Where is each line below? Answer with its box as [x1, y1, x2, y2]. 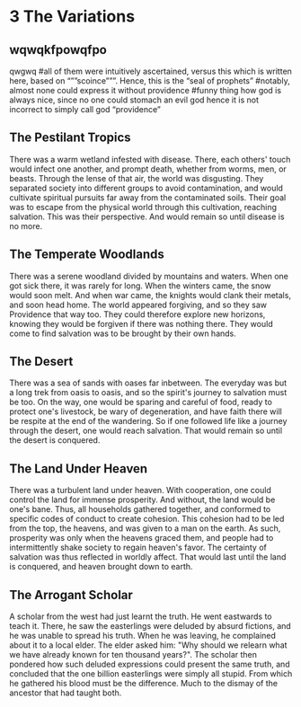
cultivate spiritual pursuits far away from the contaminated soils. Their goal [9, 191, 287, 203]
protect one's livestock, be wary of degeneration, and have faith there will [9, 406, 283, 417]
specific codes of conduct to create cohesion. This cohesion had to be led [9, 514, 285, 525]
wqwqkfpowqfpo [9, 42, 108, 57]
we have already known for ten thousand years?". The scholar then [9, 650, 258, 660]
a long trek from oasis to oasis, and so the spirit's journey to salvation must [9, 387, 288, 398]
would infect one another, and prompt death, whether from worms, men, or [9, 163, 288, 174]
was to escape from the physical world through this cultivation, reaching [9, 201, 277, 212]
